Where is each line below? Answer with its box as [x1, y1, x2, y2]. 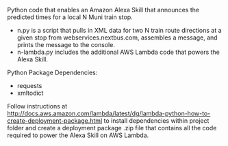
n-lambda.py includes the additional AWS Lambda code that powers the [16, 48, 220, 56]
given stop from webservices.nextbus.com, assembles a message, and [16, 33, 218, 42]
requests [16, 82, 42, 89]
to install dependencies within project [103, 117, 210, 125]
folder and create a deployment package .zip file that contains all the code [7, 124, 217, 132]
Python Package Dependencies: [7, 68, 98, 76]
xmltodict [16, 89, 44, 97]
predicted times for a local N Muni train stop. [7, 13, 134, 21]
